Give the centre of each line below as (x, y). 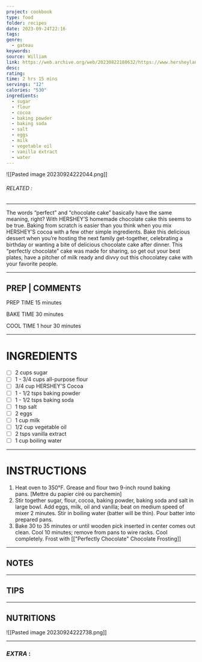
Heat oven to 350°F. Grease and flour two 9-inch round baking (93, 487)
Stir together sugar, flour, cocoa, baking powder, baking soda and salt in (104, 500)
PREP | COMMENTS (44, 288)
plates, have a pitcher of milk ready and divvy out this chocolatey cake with (99, 257)
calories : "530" (26, 90)
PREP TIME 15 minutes (34, 303)
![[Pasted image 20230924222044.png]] (57, 175)
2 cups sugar (31, 373)
